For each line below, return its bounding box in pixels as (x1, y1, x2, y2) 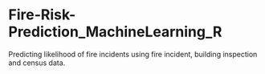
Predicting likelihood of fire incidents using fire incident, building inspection (8, 49, 258, 59)
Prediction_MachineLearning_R (8, 23, 222, 41)
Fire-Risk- (8, 6, 76, 24)
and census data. (8, 58, 66, 68)
